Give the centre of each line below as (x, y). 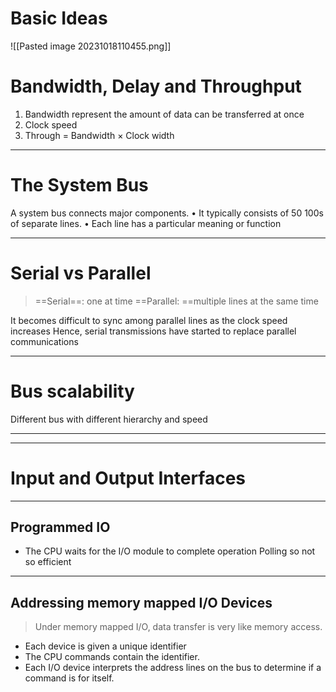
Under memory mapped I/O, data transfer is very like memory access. (178, 627)
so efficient (48, 562)
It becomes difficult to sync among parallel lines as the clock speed (149, 320)
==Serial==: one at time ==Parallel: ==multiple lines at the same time (176, 301)
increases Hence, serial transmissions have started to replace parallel (153, 331)
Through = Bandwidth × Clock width (99, 135)
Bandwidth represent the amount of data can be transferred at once (164, 114)
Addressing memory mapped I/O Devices (141, 602)
